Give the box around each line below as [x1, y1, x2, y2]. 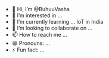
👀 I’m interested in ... [11, 12, 63, 19]
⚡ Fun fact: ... [11, 46, 45, 53]
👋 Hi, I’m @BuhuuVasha [11, 6, 70, 12]
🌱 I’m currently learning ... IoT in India [11, 18, 104, 25]
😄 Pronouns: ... [11, 40, 51, 47]
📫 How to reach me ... [11, 31, 67, 38]
